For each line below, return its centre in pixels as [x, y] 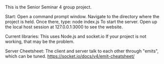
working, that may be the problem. [40, 42]
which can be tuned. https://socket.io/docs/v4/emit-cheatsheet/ [70, 56]
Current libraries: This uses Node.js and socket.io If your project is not [76, 36]
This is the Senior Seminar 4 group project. [48, 7]
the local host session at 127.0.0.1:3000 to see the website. [64, 27]
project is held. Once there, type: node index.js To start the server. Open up [81, 22]
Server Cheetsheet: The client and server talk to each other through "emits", [82, 51]
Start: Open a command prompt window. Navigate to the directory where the [82, 16]
